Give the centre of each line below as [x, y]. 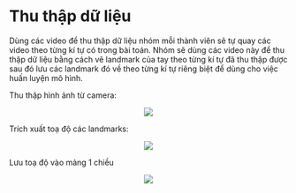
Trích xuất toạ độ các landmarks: [69, 129]
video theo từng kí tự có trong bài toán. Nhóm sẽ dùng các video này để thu [147, 49]
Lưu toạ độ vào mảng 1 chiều [62, 162]
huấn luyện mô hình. [46, 78]
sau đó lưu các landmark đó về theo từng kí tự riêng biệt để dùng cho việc [144, 69]
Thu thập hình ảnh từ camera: [63, 95]
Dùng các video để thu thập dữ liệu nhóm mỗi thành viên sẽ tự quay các [140, 41]
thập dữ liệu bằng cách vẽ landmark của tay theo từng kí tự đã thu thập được [148, 59]
